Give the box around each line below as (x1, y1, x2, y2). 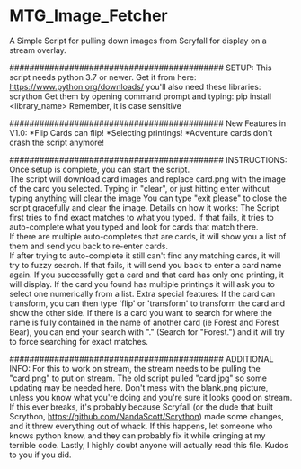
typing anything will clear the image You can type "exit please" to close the (9, 193, 288, 203)
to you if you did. (9, 449, 72, 460)
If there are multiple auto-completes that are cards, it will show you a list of (9, 230, 287, 241)
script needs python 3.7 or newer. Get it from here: (9, 71, 197, 82)
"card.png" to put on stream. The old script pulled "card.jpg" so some (9, 373, 268, 383)
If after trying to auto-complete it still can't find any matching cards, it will (9, 249, 281, 261)
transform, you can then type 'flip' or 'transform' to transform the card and (9, 298, 286, 309)
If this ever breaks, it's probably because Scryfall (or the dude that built (9, 401, 274, 412)
